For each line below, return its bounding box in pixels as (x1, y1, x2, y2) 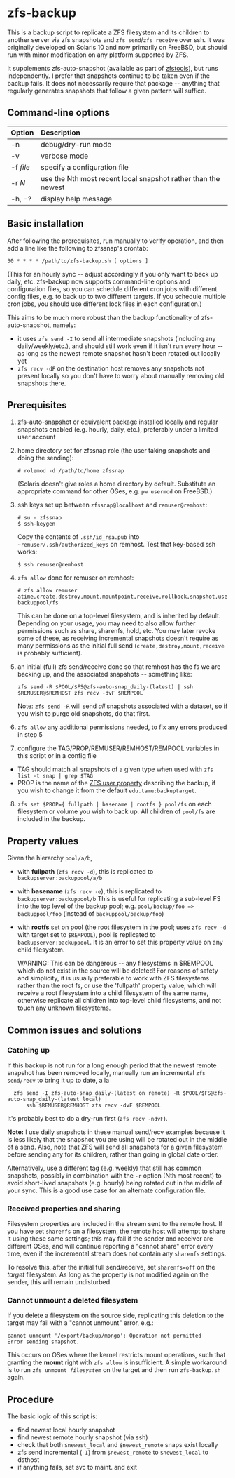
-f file (10, 162, 30, 172)
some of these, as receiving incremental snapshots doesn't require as (17, 634, 219, 643)
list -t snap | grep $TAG (17, 773, 93, 780)
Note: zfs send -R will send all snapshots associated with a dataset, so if (17, 702, 228, 710)
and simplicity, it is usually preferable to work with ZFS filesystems (17, 974, 210, 983)
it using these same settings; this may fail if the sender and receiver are (7, 1234, 213, 1243)
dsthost (17, 1456, 40, 1464)
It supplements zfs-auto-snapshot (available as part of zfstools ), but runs (7, 64, 218, 72)
